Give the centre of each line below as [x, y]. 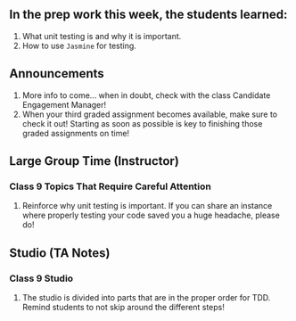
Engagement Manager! [64, 104]
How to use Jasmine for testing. [79, 45]
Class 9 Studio [41, 278]
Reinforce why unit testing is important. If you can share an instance [147, 206]
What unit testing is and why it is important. [102, 36]
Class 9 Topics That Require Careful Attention [110, 186]
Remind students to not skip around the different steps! [123, 307]
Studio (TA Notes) [60, 253]
